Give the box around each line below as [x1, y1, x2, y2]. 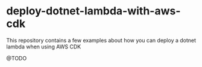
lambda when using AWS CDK [6, 43, 81, 50]
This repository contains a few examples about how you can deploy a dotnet [6, 36, 197, 44]
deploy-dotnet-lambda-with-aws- [6, 4, 181, 18]
